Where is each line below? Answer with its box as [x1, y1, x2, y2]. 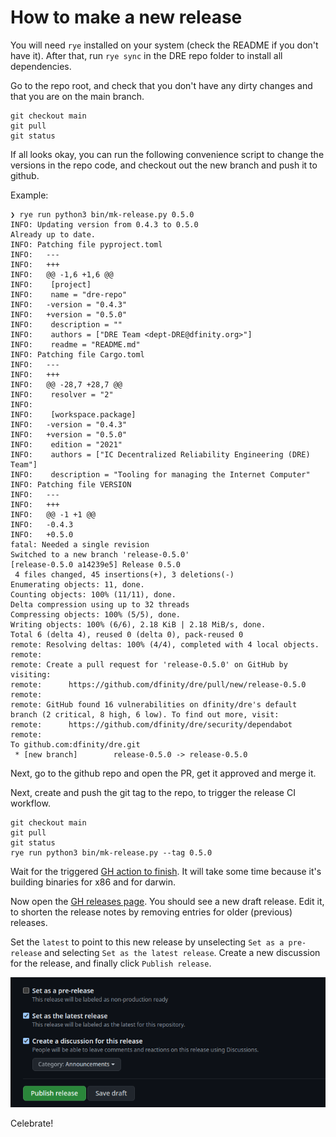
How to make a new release [10, 6, 243, 29]
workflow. [10, 797, 51, 809]
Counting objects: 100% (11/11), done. [10, 589, 177, 600]
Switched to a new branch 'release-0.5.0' [10, 549, 190, 560]
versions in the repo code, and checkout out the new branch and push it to [10, 159, 318, 171]
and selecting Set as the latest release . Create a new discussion [44, 946, 321, 958]
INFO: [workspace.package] [10, 409, 137, 420]
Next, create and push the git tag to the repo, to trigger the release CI [10, 786, 296, 798]
